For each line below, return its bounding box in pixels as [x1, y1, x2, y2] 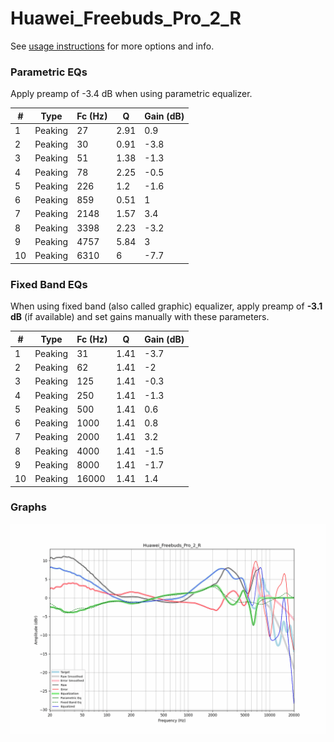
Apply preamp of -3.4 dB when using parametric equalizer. [10, 88, 253, 100]
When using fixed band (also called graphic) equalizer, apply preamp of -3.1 [10, 300, 323, 312]
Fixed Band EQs [10, 277, 88, 291]
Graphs [10, 500, 47, 514]
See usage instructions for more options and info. [10, 40, 215, 52]
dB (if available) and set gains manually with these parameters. [10, 311, 270, 323]
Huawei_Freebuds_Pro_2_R [10, 7, 242, 30]
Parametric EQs [10, 65, 88, 79]
